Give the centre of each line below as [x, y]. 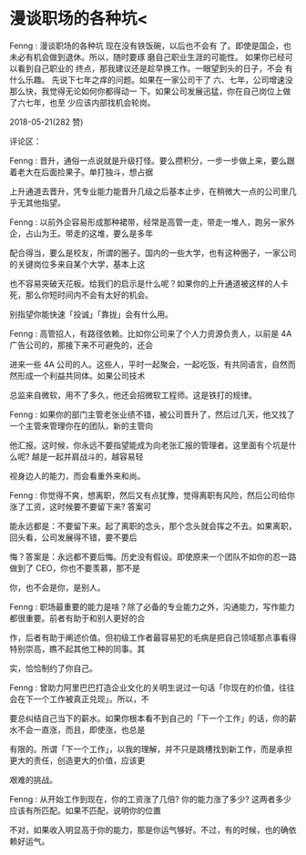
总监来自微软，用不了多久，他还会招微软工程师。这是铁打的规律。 [133, 395]
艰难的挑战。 [33, 779]
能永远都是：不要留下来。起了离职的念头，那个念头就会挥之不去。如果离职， [153, 525]
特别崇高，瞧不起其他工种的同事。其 [77, 648]
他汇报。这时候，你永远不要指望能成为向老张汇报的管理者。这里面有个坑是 [149, 445]
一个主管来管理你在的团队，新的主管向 [81, 425]
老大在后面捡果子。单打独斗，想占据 [85, 172]
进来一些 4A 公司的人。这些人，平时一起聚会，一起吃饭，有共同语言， [141, 364]
